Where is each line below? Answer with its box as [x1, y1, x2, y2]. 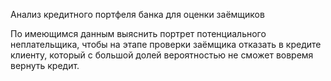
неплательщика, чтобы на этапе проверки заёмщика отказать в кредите [10, 39, 322, 50]
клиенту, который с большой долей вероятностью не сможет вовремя [10, 49, 314, 61]
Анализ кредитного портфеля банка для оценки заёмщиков [10, 9, 265, 20]
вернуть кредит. [10, 60, 80, 71]
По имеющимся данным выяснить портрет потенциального [10, 28, 267, 39]
